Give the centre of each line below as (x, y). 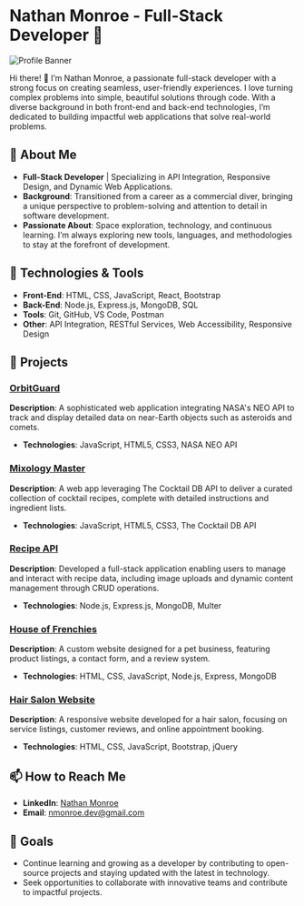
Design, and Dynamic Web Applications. (98, 186)
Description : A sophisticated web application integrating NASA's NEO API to (152, 408)
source (36, 873)
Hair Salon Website (52, 700)
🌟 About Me (43, 155)
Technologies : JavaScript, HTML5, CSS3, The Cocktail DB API (139, 525)
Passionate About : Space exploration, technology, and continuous (147, 225)
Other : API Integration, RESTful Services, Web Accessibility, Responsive (157, 324)
